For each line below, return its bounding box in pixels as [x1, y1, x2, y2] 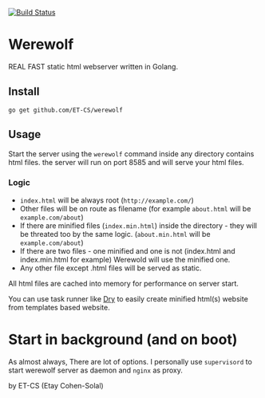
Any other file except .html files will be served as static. [19, 263, 202, 273]
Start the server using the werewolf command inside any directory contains [8, 148, 255, 159]
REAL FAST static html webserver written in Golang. [8, 61, 178, 71]
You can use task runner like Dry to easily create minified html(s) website [8, 294, 249, 303]
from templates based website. [8, 302, 110, 312]
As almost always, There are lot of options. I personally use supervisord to [8, 357, 253, 366]
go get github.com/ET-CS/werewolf [8, 106, 124, 114]
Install [8, 85, 40, 99]
